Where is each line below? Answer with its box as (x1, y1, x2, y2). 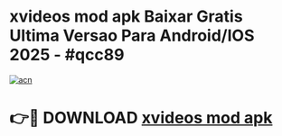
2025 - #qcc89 (9, 45, 125, 65)
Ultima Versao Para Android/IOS (9, 25, 255, 46)
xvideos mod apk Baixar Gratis (9, 6, 243, 27)
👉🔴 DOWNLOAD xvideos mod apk (9, 108, 273, 128)
